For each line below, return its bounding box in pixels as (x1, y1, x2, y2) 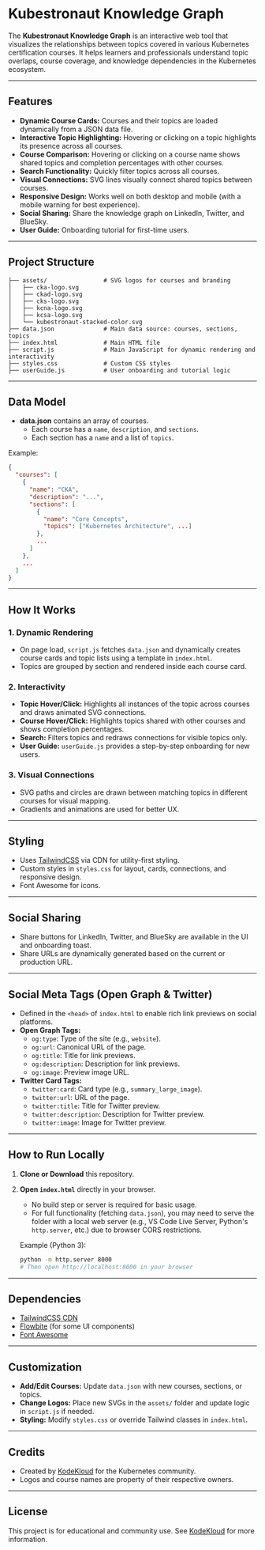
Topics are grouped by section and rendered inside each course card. (19, 662, 247, 671)
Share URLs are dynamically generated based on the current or (19, 949, 226, 958)
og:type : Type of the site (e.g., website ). (31, 1034, 162, 1044)
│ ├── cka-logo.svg (8, 283, 80, 291)
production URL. (19, 958, 73, 967)
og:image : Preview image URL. (31, 1068, 129, 1077)
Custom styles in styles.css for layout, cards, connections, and (19, 864, 226, 874)
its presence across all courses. (19, 141, 124, 150)
